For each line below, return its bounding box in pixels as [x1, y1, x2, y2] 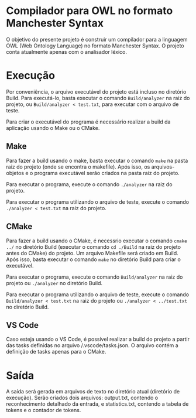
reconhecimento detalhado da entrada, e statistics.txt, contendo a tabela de [6, 400, 189, 407]
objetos [6, 169, 25, 176]
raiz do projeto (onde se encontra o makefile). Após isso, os [6, 163, 150, 170]
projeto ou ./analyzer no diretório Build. [6, 279, 103, 286]
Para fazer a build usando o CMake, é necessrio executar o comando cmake [6, 237, 187, 244]
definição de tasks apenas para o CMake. [6, 348, 106, 355]
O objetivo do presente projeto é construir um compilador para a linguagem [6, 36, 188, 43]
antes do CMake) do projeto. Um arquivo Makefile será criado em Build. [6, 249, 178, 256]
